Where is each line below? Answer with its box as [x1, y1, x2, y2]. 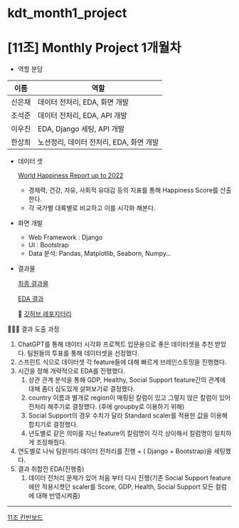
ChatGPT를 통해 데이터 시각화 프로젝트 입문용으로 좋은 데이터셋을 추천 [17, 340, 213, 348]
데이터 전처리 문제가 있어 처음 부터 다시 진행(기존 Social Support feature [28, 474, 231, 482]
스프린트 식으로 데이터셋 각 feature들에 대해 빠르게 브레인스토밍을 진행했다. [17, 358, 227, 366]
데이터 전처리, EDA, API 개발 [38, 110, 127, 120]
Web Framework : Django [28, 233, 103, 242]
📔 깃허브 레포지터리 [17, 310, 72, 319]
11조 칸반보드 [7, 513, 43, 522]
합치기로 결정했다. [28, 420, 78, 429]
